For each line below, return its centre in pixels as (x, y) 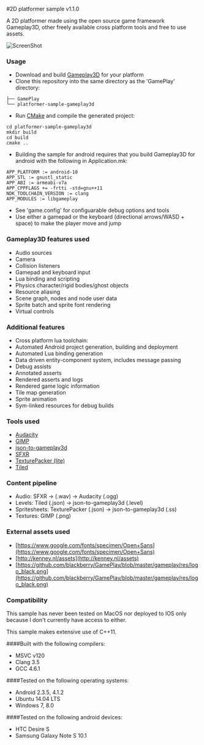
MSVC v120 (30, 656)
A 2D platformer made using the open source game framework (85, 21)
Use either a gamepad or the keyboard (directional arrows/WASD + (100, 217)
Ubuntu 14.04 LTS (38, 699)
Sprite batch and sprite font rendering (63, 304)
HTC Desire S (32, 729)
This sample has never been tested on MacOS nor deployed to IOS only (96, 614)
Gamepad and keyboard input (53, 272)
